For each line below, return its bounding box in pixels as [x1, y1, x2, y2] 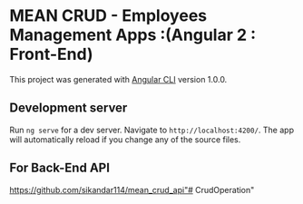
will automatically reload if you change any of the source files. [9, 133, 241, 145]
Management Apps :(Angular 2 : [9, 24, 257, 45]
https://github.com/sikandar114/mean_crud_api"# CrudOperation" [9, 184, 255, 195]
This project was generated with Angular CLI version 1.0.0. [9, 73, 228, 84]
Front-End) [9, 44, 93, 64]
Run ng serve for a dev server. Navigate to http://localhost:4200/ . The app [9, 124, 295, 135]
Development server [9, 101, 128, 116]
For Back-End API [9, 160, 111, 176]
